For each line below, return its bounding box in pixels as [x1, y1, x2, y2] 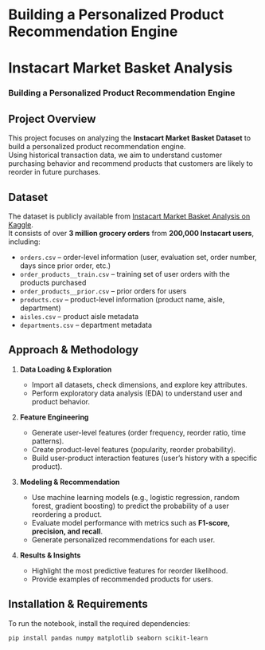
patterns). [31, 436, 64, 446]
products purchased [19, 278, 87, 287]
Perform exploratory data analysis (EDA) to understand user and [31, 388, 243, 398]
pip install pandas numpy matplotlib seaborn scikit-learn [8, 634, 208, 642]
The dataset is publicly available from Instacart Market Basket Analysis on [8, 211, 251, 221]
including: [8, 237, 41, 246]
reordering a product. [31, 509, 102, 519]
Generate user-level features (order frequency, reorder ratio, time [31, 427, 247, 437]
